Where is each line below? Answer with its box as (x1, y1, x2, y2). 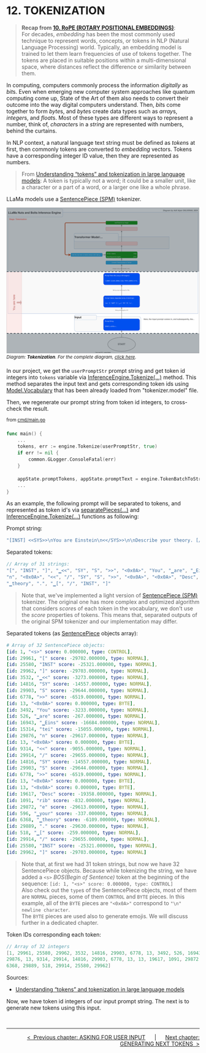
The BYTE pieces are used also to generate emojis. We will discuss (21, 912, 188, 920)
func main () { (6, 431, 43, 437)
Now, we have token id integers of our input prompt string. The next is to (6, 998, 190, 1005)
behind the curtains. (6, 127, 57, 134)
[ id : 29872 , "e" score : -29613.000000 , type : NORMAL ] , (6, 804, 150, 810)
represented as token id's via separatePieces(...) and (6, 507, 140, 514)
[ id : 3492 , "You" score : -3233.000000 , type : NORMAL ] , (6, 706, 150, 713)
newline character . (21, 906, 71, 913)
